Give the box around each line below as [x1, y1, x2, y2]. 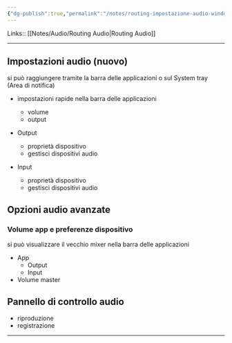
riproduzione [17, 314, 54, 322]
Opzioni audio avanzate [7, 203, 111, 215]
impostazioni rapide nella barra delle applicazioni [17, 95, 157, 103]
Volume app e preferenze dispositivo [7, 224, 133, 234]
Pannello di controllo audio [7, 295, 124, 308]
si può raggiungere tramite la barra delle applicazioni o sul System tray [7, 74, 209, 82]
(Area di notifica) [7, 81, 55, 90]
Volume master [17, 276, 61, 284]
